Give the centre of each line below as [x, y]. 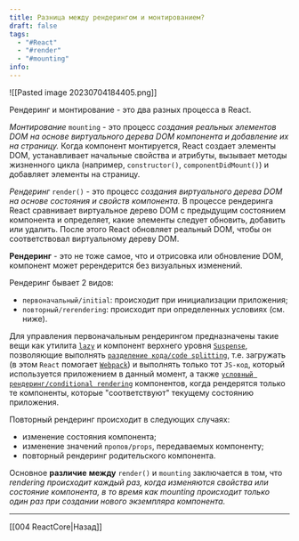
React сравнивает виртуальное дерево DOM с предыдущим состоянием [148, 210]
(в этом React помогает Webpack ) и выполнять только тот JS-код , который [147, 364]
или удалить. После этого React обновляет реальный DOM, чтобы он [140, 229]
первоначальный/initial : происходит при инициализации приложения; [155, 300]
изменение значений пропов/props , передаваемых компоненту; [143, 446]
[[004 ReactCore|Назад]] [56, 527]
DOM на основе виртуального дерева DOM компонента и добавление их [149, 136]
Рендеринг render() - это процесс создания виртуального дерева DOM [146, 191]
